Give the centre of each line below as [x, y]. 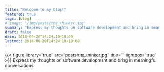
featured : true [20, 14]
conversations [19, 65]
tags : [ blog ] [18, 18]
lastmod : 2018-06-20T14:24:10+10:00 [42, 41]
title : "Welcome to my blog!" [36, 9]
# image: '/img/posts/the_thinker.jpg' [46, 23]
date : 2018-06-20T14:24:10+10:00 [39, 37]
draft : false [18, 32]
